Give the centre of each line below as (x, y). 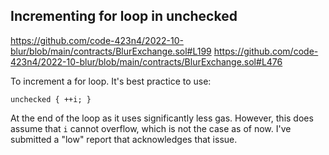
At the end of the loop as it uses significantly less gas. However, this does (162, 118)
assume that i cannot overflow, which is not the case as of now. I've (151, 128)
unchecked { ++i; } (51, 99)
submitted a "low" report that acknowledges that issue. (124, 139)
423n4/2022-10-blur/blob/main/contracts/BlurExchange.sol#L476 (146, 61)
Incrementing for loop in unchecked (124, 16)
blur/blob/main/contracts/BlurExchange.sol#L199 (111, 51)
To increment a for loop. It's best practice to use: (111, 81)
